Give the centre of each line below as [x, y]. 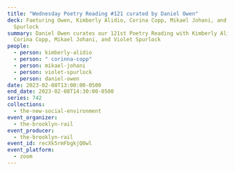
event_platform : [31, 150]
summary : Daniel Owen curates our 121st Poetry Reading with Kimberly [112, 33]
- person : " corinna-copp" [53, 59]
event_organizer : [33, 117]
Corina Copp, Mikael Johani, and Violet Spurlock [87, 40]
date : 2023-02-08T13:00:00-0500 [54, 85]
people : [19, 46]
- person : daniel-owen [47, 79]
